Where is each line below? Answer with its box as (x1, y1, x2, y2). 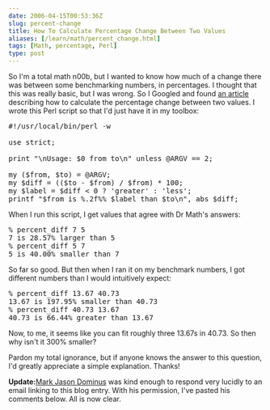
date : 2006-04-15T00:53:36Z (8, 11, 103, 20)
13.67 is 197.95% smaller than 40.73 (8, 297, 158, 306)
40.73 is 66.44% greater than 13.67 (8, 313, 154, 322)
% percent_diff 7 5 (8, 226, 86, 235)
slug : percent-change (8, 19, 82, 27)
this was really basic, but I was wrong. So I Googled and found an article (8, 89, 249, 98)
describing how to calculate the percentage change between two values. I (8, 98, 255, 107)
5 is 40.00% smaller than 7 (8, 250, 120, 259)
